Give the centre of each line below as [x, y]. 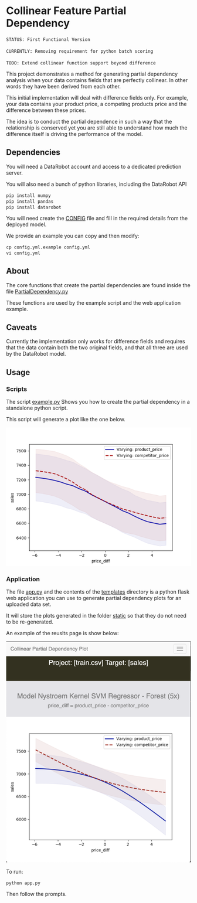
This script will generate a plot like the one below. [66, 420]
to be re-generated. [30, 622]
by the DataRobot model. [36, 354]
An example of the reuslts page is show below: [62, 633]
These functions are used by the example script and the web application [93, 302]
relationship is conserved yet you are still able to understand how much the [97, 128]
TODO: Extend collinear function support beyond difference [81, 63]
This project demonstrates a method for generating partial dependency [92, 74]
